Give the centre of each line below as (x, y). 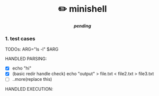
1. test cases (20, 38)
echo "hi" (22, 68)
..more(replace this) (32, 79)
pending (82, 26)
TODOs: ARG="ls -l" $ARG (32, 49)
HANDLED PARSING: (26, 59)
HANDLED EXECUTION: (29, 89)
